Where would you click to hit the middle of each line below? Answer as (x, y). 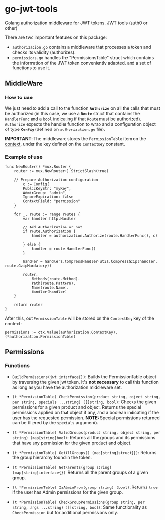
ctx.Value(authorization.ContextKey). (78, 332)
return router (28, 305)
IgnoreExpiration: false (48, 197)
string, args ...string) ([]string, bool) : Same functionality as (80, 507)
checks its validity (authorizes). (44, 52)
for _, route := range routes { (47, 214)
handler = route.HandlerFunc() (64, 249)
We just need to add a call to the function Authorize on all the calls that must (82, 108)
